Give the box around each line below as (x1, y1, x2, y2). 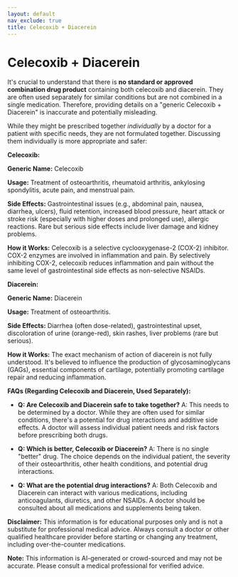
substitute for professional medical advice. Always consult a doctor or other (7, 525, 229, 534)
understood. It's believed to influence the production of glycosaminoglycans (7, 358, 231, 366)
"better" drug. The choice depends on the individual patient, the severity (17, 452, 231, 461)
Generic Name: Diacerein (7, 294, 82, 302)
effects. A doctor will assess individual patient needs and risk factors (17, 423, 220, 432)
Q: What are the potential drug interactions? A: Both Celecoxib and (17, 481, 217, 489)
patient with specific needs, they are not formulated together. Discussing (7, 129, 221, 138)
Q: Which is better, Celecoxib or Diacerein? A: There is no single (17, 445, 210, 453)
